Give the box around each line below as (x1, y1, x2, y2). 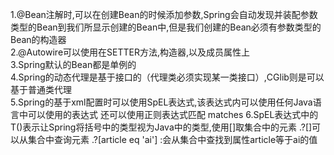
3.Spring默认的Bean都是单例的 (10, 59, 137, 70)
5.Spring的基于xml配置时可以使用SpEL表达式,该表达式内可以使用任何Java (10, 96, 313, 108)
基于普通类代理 (10, 84, 72, 95)
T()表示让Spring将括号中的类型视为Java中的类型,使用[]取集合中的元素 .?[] (10, 121, 313, 133)
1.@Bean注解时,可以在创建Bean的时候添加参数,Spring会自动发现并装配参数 (10, 9, 318, 20)
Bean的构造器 (10, 34, 67, 45)
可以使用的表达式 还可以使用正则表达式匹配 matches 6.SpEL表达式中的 (27, 109, 319, 120)
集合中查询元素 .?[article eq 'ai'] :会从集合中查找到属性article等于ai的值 (27, 134, 318, 145)
